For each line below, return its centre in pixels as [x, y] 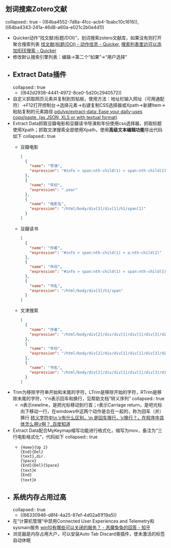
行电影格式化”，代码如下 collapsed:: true [55, 437]
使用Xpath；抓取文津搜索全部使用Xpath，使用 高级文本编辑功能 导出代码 [88, 130]
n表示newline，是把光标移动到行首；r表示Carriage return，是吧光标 [91, 405]
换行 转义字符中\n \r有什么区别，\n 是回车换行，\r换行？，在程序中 [90, 418]
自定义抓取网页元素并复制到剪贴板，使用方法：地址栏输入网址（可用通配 [88, 99]
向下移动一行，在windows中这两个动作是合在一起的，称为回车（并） [92, 411]
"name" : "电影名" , [48, 204]
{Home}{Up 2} [34, 448]
